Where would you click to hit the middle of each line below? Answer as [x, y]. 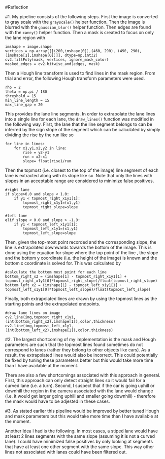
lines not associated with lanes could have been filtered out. [66, 452]
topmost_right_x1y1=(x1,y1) [51, 203]
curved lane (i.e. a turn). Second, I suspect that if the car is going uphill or [80, 385]
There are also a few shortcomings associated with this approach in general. [83, 375]
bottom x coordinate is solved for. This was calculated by [63, 263]
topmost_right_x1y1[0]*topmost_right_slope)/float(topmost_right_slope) [81, 281]
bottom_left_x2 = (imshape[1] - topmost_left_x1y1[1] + [64, 285]
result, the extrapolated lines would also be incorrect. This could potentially [82, 355]
